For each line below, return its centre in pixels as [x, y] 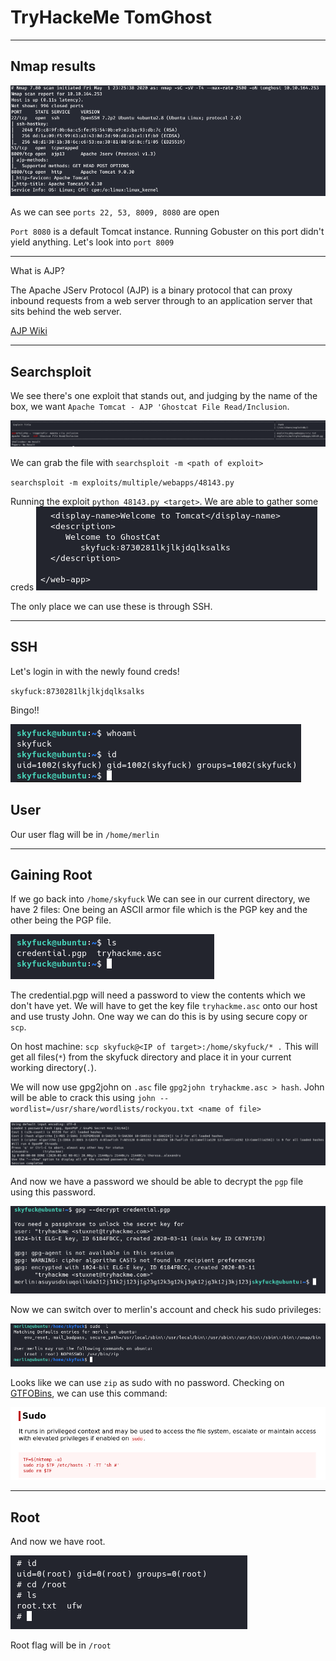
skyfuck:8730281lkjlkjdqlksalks [77, 691]
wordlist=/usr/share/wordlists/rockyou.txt [102, 1109]
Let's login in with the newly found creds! [95, 671]
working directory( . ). [53, 1068]
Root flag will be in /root [61, 1645]
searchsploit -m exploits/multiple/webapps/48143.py [122, 483]
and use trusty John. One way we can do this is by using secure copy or [159, 1017]
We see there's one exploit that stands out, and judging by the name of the [164, 396]
